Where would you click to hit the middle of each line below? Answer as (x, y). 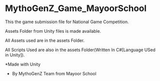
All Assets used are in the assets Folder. (45, 40)
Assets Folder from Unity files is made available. (53, 31)
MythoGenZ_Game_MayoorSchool (76, 8)
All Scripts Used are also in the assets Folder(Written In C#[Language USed (80, 50)
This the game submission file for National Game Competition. (67, 22)
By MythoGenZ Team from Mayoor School (54, 73)
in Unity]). (15, 55)
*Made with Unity (23, 64)
